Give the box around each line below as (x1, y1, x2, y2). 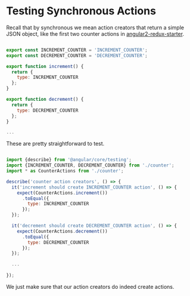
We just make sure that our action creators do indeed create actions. (6, 283, 175, 290)
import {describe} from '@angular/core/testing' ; (6, 157, 132, 163)
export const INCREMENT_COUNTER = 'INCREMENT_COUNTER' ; (6, 47, 148, 53)
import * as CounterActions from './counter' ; (6, 168, 124, 174)
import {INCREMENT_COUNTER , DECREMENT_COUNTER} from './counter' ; (6, 162, 175, 168)
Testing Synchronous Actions (6, 4, 157, 18)
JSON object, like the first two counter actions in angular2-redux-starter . (6, 30, 185, 37)
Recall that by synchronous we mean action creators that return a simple (6, 24, 185, 31)
